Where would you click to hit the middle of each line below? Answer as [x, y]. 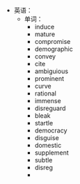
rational [46, 93]
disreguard [50, 108]
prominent [49, 78]
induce [45, 27]
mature [45, 34]
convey [45, 56]
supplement [52, 153]
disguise [47, 138]
